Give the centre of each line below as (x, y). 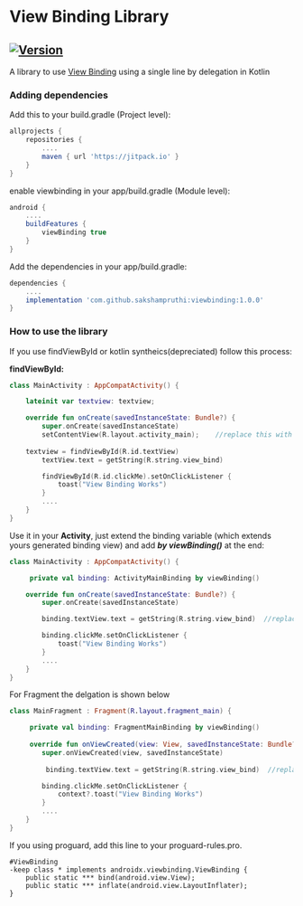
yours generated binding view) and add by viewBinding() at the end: (137, 545)
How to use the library (59, 332)
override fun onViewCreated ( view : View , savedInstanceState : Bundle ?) (165, 745)
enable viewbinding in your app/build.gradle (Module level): (120, 191)
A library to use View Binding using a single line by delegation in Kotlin (140, 71)
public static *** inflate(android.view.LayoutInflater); (137, 885)
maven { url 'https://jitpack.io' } (110, 156)
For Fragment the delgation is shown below (90, 694)
